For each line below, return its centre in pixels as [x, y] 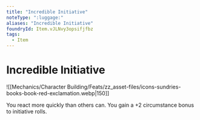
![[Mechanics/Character [36, 87]
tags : [13, 35]
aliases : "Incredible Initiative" [50, 23]
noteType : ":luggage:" [35, 18]
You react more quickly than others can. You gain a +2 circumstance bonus [100, 105]
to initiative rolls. [27, 111]
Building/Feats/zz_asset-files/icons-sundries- [124, 87]
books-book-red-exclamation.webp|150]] [58, 93]
